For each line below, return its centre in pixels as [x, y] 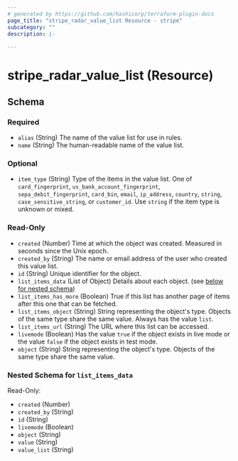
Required [23, 122]
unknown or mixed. [46, 209]
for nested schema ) [47, 288]
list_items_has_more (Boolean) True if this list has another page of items [124, 296]
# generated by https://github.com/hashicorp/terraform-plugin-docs [111, 14]
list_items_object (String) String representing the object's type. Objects [124, 311]
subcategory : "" [31, 27]
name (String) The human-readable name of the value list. [101, 145]
